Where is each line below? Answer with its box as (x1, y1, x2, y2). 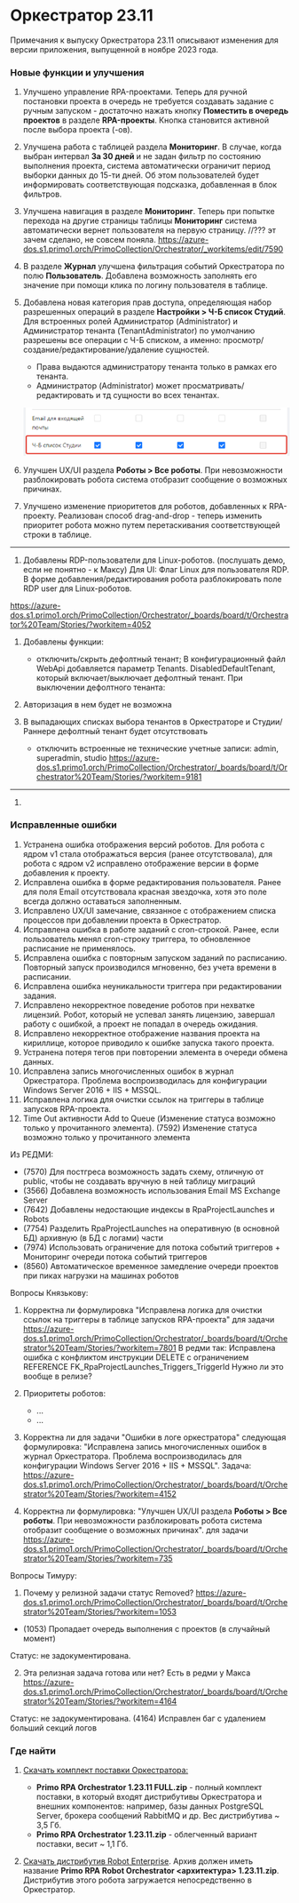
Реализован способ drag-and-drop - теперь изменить (58, 510, 263, 521)
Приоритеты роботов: (22, 1387, 106, 1398)
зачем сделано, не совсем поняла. (22, 235, 156, 245)
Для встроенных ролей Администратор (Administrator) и (22, 316, 239, 327)
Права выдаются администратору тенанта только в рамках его (35, 362, 278, 372)
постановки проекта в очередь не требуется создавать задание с (22, 96, 274, 107)
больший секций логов (10, 1722, 97, 1733)
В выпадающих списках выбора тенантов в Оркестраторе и (22, 716, 251, 727)
